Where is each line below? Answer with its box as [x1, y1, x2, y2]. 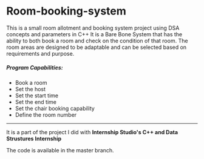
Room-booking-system [6, 4, 126, 18]
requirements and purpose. [6, 50, 75, 57]
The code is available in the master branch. [6, 146, 114, 154]
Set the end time [15, 98, 56, 105]
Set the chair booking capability [15, 105, 95, 112]
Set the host [15, 85, 46, 92]
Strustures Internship [6, 135, 62, 142]
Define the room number [15, 111, 77, 118]
